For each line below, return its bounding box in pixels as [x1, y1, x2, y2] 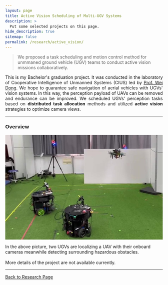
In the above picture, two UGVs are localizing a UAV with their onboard [5, 244, 151, 250]
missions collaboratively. [17, 64, 68, 70]
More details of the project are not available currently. [5, 260, 116, 266]
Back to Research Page [5, 274, 53, 280]
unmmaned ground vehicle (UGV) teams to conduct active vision [17, 59, 151, 65]
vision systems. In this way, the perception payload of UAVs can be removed [5, 90, 163, 96]
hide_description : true [5, 29, 55, 34]
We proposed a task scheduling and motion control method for [17, 54, 147, 60]
